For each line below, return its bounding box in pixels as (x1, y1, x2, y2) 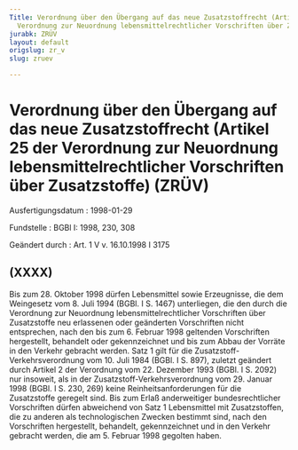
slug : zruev (9, 54, 53, 63)
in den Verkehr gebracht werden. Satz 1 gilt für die (9, 345, 193, 356)
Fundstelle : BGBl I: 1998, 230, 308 (9, 222, 136, 233)
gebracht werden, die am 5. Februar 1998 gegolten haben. (9, 430, 222, 440)
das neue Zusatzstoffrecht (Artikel (9, 119, 270, 139)
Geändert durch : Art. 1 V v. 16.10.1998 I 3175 (9, 239, 170, 249)
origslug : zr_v (9, 46, 66, 55)
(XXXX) (9, 265, 53, 280)
